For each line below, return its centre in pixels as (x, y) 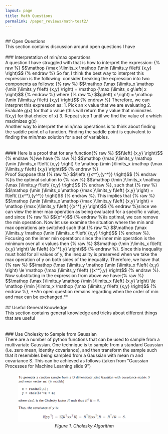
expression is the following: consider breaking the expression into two (77, 79)
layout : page (19, 11)
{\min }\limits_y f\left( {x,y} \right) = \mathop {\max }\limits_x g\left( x (76, 89)
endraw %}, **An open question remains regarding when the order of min (82, 292)
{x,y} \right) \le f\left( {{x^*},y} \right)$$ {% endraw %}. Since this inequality (84, 249)
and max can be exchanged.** (37, 297)
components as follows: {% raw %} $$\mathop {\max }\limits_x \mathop (79, 84)
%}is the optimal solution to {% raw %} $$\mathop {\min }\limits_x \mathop (83, 180)
